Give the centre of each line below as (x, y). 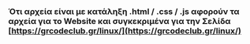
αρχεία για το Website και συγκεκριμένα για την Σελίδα (119, 21)
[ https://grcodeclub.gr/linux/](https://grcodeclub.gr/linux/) (125, 31)
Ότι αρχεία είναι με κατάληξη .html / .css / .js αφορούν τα (124, 12)
